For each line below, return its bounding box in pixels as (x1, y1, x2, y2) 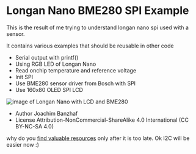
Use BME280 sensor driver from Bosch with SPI (15, 80, 136, 87)
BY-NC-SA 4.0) (15, 122, 54, 130)
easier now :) (6, 141, 40, 148)
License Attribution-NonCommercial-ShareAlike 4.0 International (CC (15, 116, 189, 124)
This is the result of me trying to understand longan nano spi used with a (6, 24, 189, 31)
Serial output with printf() (15, 54, 79, 61)
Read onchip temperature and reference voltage (15, 66, 137, 74)
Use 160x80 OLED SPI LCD (15, 86, 84, 93)
